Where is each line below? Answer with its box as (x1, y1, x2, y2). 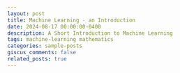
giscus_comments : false (7, 49, 77, 56)
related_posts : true (7, 56, 68, 63)
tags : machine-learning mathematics (7, 36, 114, 43)
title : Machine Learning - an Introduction (7, 17, 136, 24)
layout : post (7, 10, 45, 17)
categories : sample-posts (7, 42, 82, 49)
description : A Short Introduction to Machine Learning (7, 29, 173, 37)
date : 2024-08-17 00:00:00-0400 (7, 23, 101, 30)
